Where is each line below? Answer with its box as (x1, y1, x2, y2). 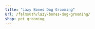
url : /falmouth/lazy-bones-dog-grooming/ (5, 12, 91, 17)
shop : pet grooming (5, 16, 45, 21)
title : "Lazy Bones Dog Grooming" (5, 7, 76, 12)
